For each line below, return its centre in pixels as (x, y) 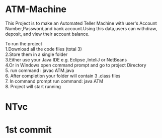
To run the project (24, 43)
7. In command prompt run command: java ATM (54, 81)
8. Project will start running (33, 86)
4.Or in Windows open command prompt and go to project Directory (76, 65)
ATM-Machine (36, 9)
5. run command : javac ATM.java (40, 70)
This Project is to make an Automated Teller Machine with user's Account (81, 23)
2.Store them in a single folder (36, 54)
